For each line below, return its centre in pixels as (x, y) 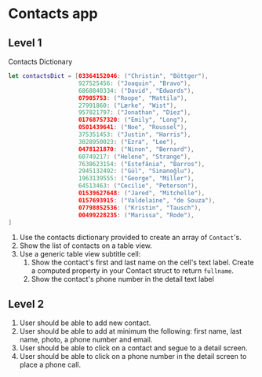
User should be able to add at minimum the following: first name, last (131, 331)
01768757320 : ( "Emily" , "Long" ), (133, 120)
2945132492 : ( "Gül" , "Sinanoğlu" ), (136, 171)
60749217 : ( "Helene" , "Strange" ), (135, 157)
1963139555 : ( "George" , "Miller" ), (136, 179)
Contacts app (53, 14)
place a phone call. (50, 365)
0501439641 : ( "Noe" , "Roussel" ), (133, 128)
